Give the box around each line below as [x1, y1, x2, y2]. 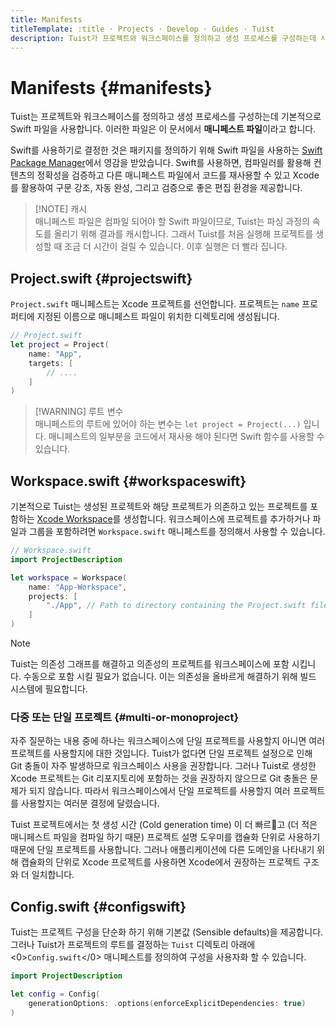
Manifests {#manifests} [10, 76, 213, 99]
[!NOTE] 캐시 [34, 203, 88, 215]
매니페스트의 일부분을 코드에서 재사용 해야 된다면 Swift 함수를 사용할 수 [48, 431, 325, 443]
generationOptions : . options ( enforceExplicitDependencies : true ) [28, 998, 307, 1008]
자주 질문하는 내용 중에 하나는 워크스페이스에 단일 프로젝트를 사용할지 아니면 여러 [10, 735, 326, 747]
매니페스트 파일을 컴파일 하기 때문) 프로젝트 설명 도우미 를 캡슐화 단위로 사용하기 [10, 831, 321, 843]
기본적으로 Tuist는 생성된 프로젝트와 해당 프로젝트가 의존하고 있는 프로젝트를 [10, 501, 308, 513]
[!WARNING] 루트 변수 [34, 406, 124, 418]
